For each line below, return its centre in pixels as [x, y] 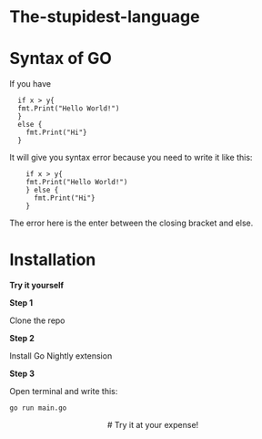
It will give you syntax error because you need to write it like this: [131, 158]
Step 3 [22, 374]
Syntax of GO [60, 59]
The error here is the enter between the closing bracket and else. [131, 223]
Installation [53, 260]
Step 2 [22, 339]
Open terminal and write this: [64, 392]
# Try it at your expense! [153, 425]
